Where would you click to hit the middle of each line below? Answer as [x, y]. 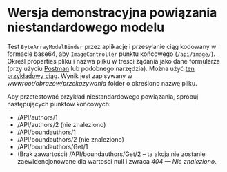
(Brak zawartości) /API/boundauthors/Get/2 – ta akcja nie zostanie [111, 154]
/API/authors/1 [37, 117]
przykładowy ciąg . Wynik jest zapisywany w [70, 76]
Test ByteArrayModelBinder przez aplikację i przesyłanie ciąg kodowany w [112, 46]
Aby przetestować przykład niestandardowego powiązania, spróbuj [103, 96]
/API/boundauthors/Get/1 [52, 146]
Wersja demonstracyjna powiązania [112, 13]
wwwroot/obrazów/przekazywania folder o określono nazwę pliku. [102, 83]
